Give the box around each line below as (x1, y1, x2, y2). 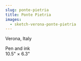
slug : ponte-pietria (5, 7, 49, 13)
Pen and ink (5, 45, 31, 51)
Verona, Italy (5, 36, 32, 42)
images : (5, 17, 22, 22)
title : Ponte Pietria (5, 12, 51, 17)
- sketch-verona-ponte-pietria (10, 21, 76, 27)
